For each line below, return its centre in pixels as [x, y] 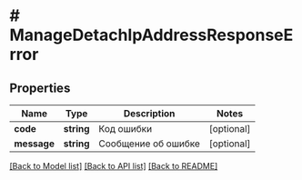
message [34, 144]
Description [149, 113]
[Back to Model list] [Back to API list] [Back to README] [114, 166]
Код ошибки [126, 129]
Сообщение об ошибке [149, 144]
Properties [40, 88]
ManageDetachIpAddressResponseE [151, 35]
